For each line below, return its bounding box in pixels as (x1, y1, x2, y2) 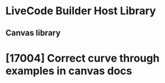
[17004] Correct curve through (5, 52, 160, 65)
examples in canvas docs (5, 64, 132, 78)
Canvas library (5, 28, 61, 38)
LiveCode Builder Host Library (5, 4, 156, 18)
